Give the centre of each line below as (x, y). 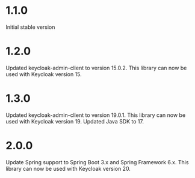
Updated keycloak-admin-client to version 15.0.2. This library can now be (96, 68)
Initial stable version (30, 27)
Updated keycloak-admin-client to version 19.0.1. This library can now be (96, 115)
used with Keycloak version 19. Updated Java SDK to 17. (75, 121)
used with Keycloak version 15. (44, 74)
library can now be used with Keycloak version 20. (68, 168)
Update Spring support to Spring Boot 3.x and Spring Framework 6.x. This (97, 162)
